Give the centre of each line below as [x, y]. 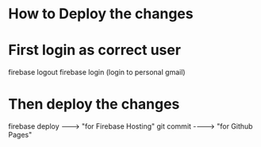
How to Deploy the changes [101, 14]
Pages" [20, 135]
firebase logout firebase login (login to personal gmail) [97, 72]
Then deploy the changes [94, 104]
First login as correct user [94, 50]
